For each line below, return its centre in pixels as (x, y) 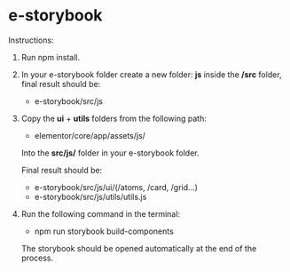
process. (37, 258)
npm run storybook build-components (104, 231)
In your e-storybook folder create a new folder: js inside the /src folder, (151, 74)
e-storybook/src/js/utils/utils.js (90, 196)
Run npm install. (51, 57)
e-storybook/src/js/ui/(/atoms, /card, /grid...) (116, 187)
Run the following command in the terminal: (101, 213)
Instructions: (31, 40)
